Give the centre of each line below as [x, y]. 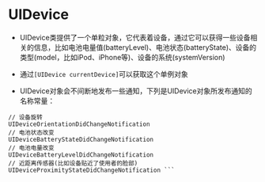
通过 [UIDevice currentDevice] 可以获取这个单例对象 [104, 74]
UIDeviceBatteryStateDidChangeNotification [81, 139]
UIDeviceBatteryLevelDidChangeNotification [81, 155]
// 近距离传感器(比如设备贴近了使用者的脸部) [73, 163]
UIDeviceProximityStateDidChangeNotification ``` [92, 170]
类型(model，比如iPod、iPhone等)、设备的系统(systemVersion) [122, 57]
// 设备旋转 [26, 117]
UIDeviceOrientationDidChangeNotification [79, 124]
